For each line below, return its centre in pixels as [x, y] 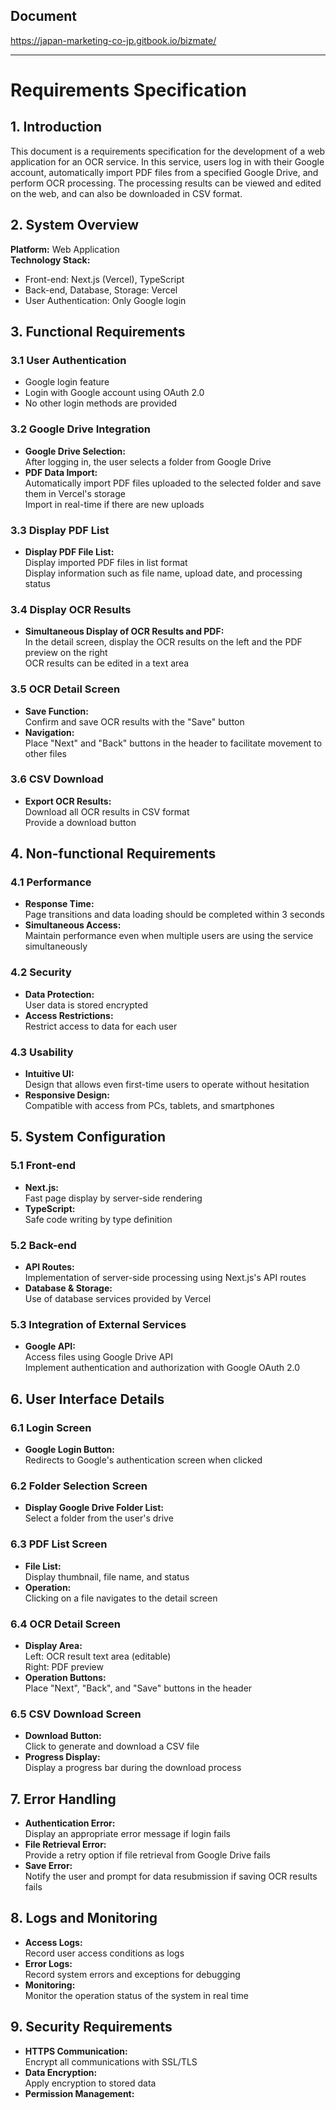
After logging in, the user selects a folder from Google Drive [148, 461]
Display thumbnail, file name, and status [107, 1576]
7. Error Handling [63, 1799]
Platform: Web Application [65, 249]
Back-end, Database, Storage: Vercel [101, 290]
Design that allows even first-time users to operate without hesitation [167, 1085]
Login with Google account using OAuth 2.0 [114, 393]
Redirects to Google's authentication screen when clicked [143, 1460]
